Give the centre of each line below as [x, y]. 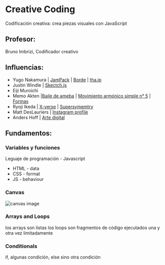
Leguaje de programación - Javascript [45, 159]
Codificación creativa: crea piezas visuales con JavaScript [66, 23]
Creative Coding [40, 9]
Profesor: [20, 39]
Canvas [15, 193]
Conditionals [21, 246]
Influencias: [25, 68]
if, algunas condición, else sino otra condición [53, 257]
